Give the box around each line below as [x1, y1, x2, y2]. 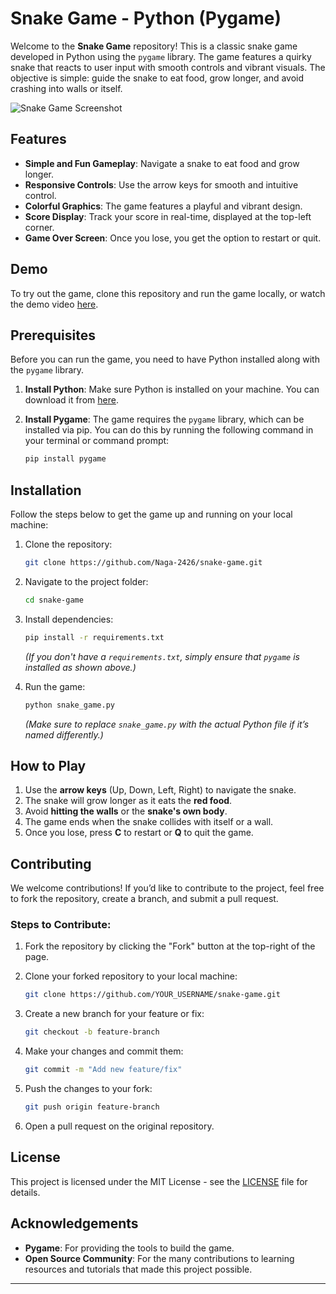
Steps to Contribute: [10, 918, 112, 932]
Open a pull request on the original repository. [24, 1120, 215, 1132]
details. [10, 1186, 41, 1198]
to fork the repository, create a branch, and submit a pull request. [10, 893, 279, 905]
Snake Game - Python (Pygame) [10, 7, 282, 30]
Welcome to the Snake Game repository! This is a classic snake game [10, 40, 298, 52]
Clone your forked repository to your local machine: [24, 970, 238, 982]
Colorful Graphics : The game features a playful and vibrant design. [24, 200, 303, 212]
